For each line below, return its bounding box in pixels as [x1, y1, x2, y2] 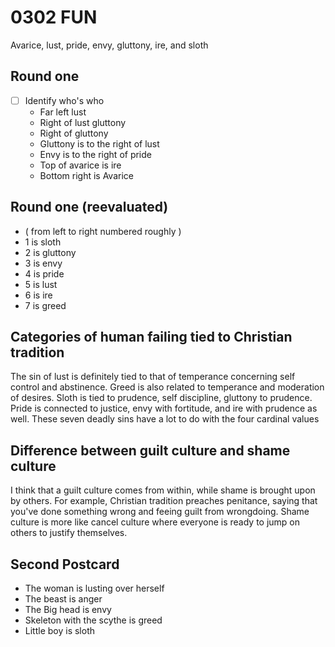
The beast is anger [24, 593, 103, 605]
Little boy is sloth [24, 625, 96, 637]
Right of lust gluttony [39, 116, 127, 128]
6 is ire [24, 289, 53, 301]
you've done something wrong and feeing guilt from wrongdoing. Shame [10, 506, 310, 518]
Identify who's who [24, 94, 105, 106]
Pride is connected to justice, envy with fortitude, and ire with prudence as [10, 402, 318, 415]
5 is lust [24, 278, 58, 290]
